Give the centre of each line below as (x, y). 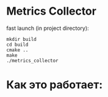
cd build (17, 45)
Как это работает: (55, 85)
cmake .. (17, 50)
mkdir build (21, 39)
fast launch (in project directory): (48, 28)
